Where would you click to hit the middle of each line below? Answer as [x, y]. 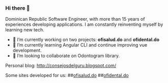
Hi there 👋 [18, 8]
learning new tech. [25, 30]
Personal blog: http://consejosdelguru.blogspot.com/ [61, 66]
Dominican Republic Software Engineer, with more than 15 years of [75, 19]
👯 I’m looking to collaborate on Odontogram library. [66, 56]
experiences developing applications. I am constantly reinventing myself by [84, 24]
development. [27, 51]
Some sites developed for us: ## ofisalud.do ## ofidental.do [67, 75]
